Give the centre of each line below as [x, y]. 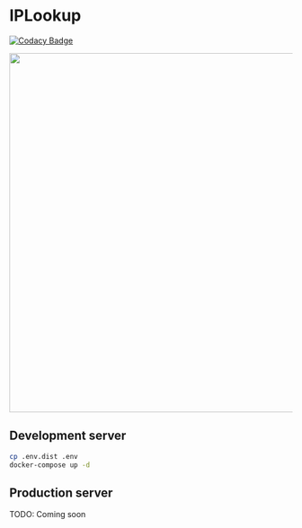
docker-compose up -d [50, 465]
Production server [61, 493]
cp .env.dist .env [44, 456]
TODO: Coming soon [48, 515]
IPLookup [45, 16]
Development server [68, 436]
